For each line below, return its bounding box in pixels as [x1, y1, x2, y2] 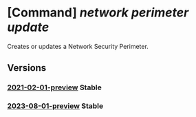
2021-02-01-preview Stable [7, 83, 102, 92]
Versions [7, 62, 47, 74]
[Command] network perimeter [7, 5, 189, 21]
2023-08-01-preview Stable [7, 101, 104, 111]
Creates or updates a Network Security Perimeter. [7, 42, 149, 50]
